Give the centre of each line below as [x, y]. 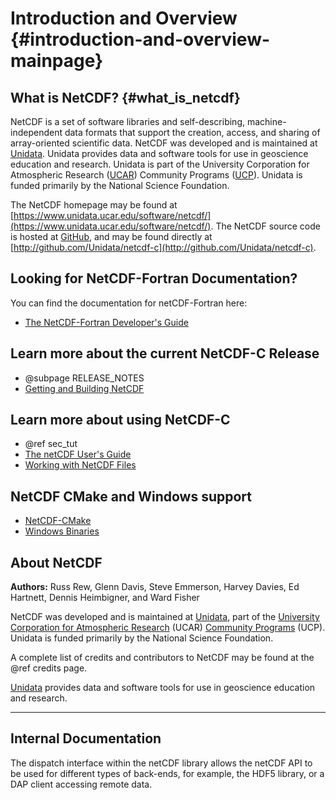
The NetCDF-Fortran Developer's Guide [106, 322]
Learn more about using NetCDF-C [120, 420]
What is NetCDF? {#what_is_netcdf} [125, 97]
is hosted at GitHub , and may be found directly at [111, 236]
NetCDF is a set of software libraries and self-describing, [128, 121]
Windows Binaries [62, 531]
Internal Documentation [86, 738]
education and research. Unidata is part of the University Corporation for [160, 164]
